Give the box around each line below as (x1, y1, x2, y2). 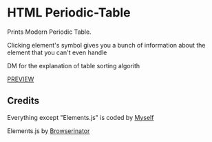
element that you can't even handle (7, 48, 107, 57)
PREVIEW (7, 74, 34, 83)
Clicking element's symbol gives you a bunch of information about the (7, 41, 206, 49)
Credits (7, 95, 40, 107)
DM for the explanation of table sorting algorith (7, 61, 140, 70)
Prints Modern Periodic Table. (7, 28, 92, 36)
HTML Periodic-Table (7, 5, 131, 21)
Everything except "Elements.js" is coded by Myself (7, 113, 154, 121)
